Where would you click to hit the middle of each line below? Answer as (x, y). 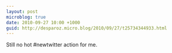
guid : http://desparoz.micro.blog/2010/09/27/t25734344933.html (87, 28)
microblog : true (26, 17)
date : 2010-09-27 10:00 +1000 (43, 22)
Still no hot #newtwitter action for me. (52, 45)
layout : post (22, 11)
